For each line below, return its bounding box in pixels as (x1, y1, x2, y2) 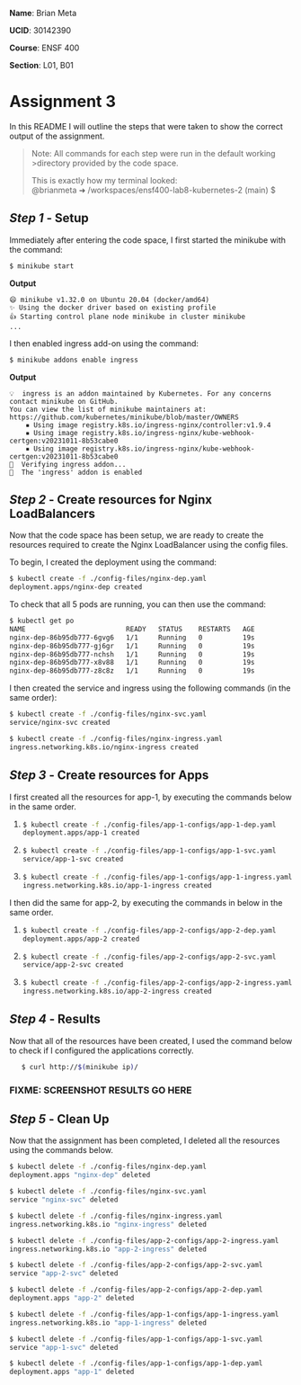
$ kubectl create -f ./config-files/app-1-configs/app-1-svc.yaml (22, 846, 277, 855)
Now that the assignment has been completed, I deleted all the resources (9, 1135, 280, 1146)
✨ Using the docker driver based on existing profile (9, 303, 217, 312)
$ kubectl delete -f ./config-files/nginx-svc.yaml (9, 1187, 207, 1196)
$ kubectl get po (9, 616, 75, 626)
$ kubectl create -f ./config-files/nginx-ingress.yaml (9, 734, 223, 743)
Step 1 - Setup (9, 210, 89, 226)
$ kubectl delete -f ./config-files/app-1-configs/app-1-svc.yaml (9, 1335, 263, 1344)
